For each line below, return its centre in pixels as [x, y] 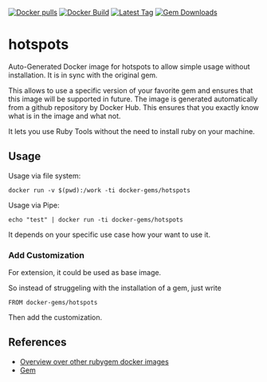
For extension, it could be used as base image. [85, 273]
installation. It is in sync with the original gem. [83, 75]
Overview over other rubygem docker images [94, 361]
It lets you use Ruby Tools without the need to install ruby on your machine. [132, 131]
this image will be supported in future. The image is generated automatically [133, 99]
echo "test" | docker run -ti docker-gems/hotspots [96, 219]
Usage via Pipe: [34, 205]
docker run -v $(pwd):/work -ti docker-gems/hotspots [100, 190]
